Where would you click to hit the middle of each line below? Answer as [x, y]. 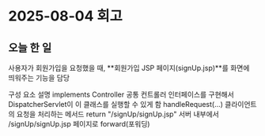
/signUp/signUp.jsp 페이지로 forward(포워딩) [79, 124]
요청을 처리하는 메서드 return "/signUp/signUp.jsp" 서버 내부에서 [117, 114]
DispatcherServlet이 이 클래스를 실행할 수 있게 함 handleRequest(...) [116, 104]
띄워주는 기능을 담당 [39, 78]
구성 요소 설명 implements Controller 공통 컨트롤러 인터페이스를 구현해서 [121, 94]
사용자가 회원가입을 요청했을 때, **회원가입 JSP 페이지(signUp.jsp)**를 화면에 [129, 68]
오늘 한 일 [30, 48]
